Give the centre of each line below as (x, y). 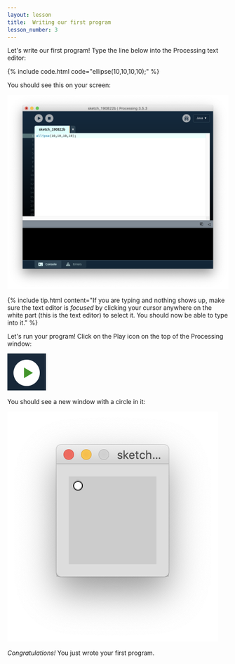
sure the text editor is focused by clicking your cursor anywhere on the (110, 307)
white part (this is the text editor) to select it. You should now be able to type (117, 315)
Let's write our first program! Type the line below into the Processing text (113, 51)
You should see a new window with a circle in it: (76, 401)
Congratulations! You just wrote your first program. (81, 653)
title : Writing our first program (59, 22)
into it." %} (23, 323)
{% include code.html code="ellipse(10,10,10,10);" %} (83, 72)
